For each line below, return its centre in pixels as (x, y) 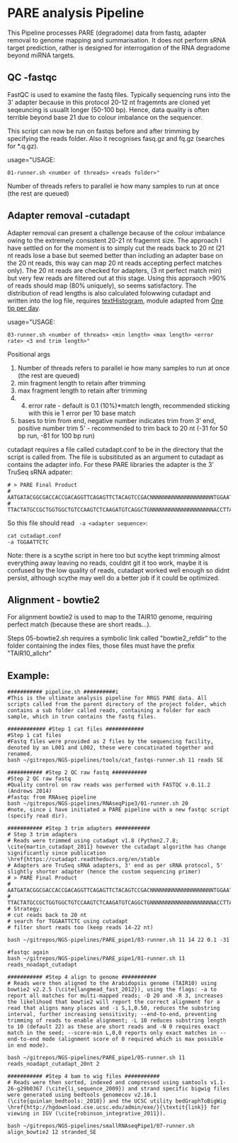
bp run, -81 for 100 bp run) (56, 435)
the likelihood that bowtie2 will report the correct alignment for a (114, 1002)
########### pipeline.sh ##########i (63, 692)
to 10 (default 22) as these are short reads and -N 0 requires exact (114, 1027)
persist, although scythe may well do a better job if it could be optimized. (114, 578)
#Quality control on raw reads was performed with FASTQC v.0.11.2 (109, 785)
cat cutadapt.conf (34, 536)
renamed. (20, 754)
